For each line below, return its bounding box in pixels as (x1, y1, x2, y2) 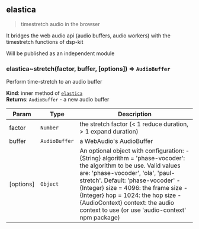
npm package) (79, 214, 120, 222)
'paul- (157, 169, 175, 177)
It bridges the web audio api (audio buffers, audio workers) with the (6, 32, 171, 39)
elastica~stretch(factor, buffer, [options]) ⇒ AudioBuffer (6, 65, 171, 73)
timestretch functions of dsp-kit (6, 38, 84, 45)
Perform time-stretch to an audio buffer (6, 78, 102, 85)
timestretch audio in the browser (20, 20, 101, 27)
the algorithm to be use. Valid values (79, 161, 181, 170)
